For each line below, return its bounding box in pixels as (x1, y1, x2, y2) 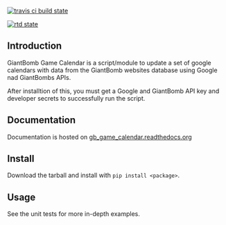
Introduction (7, 40, 62, 52)
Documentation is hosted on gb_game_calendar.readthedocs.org (7, 133, 192, 141)
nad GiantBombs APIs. (7, 73, 71, 81)
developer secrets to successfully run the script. (7, 94, 146, 102)
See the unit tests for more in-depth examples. (7, 210, 140, 218)
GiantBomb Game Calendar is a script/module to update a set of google (7, 58, 211, 67)
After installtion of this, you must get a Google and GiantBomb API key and (7, 87, 220, 95)
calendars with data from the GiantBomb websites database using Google (7, 66, 218, 74)
